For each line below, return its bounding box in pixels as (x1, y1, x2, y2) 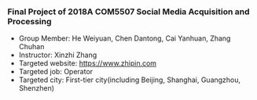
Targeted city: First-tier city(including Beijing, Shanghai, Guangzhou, (18, 75, 241, 84)
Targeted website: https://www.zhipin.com (18, 59, 157, 68)
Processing (7, 16, 52, 27)
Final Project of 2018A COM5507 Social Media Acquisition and (7, 6, 250, 17)
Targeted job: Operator (18, 67, 94, 77)
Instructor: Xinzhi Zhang (18, 50, 97, 60)
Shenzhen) (18, 84, 55, 93)
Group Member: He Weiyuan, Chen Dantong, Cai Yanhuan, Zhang (18, 34, 231, 43)
